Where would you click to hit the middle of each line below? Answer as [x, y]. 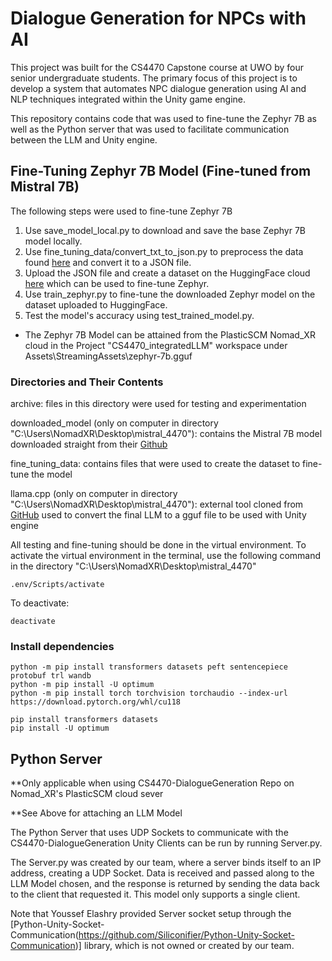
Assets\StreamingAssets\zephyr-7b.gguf [108, 356]
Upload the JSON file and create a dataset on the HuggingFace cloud [167, 273]
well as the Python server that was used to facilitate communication [150, 129]
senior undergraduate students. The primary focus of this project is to [154, 78]
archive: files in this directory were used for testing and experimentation [158, 404]
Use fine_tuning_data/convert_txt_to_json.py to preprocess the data [164, 251]
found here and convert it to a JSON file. [108, 262]
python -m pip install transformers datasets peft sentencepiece [149, 667]
